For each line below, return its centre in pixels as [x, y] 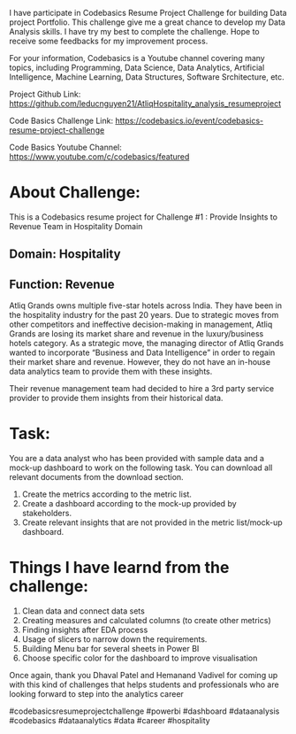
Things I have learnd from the [119, 568]
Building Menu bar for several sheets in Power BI [110, 649]
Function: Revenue [62, 284]
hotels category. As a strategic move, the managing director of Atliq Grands [147, 344]
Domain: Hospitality [65, 255]
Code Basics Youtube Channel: [65, 147]
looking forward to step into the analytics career [96, 694]
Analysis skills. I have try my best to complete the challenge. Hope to [134, 31]
